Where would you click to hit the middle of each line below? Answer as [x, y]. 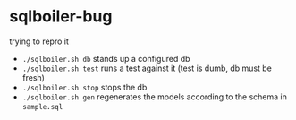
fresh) [33, 77]
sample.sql [42, 107]
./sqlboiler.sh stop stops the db [85, 87]
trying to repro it [39, 41]
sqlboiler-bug [61, 17]
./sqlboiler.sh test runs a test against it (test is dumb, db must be [147, 68]
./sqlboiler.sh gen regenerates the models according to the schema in [155, 97]
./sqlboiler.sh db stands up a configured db [106, 58]
